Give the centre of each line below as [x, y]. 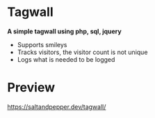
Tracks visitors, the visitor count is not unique [82, 52]
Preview [31, 88]
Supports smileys [42, 44]
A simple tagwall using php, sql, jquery [64, 31]
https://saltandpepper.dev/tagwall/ [57, 107]
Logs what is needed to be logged [66, 59]
